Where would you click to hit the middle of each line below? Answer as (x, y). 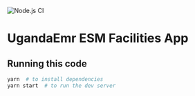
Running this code (47, 63)
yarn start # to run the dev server (62, 86)
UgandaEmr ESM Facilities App (98, 38)
